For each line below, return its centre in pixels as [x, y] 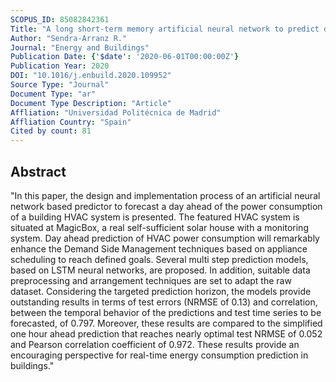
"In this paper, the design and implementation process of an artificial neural [165, 195]
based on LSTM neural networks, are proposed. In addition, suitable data [160, 270]
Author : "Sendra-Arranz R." [69, 38]
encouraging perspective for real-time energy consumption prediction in [159, 355]
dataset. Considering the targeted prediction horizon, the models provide [161, 291]
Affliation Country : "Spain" [71, 122]
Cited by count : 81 [51, 131]
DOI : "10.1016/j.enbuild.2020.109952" [91, 76]
